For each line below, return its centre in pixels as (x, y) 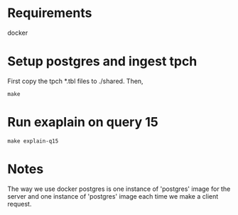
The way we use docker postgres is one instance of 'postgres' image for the (119, 189)
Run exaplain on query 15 (83, 122)
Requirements (50, 13)
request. (20, 204)
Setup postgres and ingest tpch (102, 61)
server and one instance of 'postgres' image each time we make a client (113, 196)
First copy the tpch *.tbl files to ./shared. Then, (75, 81)
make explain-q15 (33, 141)
